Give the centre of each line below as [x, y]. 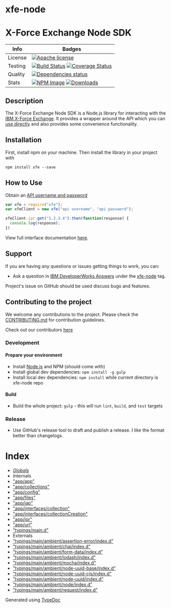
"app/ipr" [22, 520]
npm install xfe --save [31, 167]
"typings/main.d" [31, 530]
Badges [72, 49]
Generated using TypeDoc [33, 600]
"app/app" [23, 481]
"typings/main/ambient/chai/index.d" [52, 547]
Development [22, 343]
